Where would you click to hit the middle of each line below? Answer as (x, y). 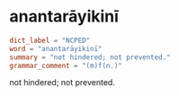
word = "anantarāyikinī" (56, 48)
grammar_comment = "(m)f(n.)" (66, 65)
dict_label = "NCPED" (50, 40)
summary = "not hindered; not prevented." (90, 57)
